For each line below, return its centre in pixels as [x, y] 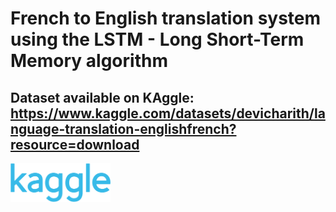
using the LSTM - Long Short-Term [157, 39]
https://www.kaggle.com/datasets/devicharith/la [168, 113]
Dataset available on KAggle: [102, 97]
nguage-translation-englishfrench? [123, 128]
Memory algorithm [89, 61]
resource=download [75, 144]
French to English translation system [166, 18]
